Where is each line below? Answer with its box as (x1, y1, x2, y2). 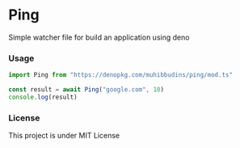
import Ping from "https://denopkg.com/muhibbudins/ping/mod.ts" (8, 71, 233, 79)
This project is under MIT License (8, 131, 120, 141)
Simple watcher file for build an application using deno (8, 32, 190, 42)
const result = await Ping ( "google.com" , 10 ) (8, 86, 164, 94)
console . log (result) (8, 93, 78, 101)
